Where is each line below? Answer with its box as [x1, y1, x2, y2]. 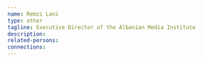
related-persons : [7, 37, 59, 44]
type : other [7, 17, 43, 24]
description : [7, 30, 46, 38]
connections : [7, 43, 46, 51]
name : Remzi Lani [7, 10, 59, 18]
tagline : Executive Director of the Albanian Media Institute [7, 24, 196, 31]
